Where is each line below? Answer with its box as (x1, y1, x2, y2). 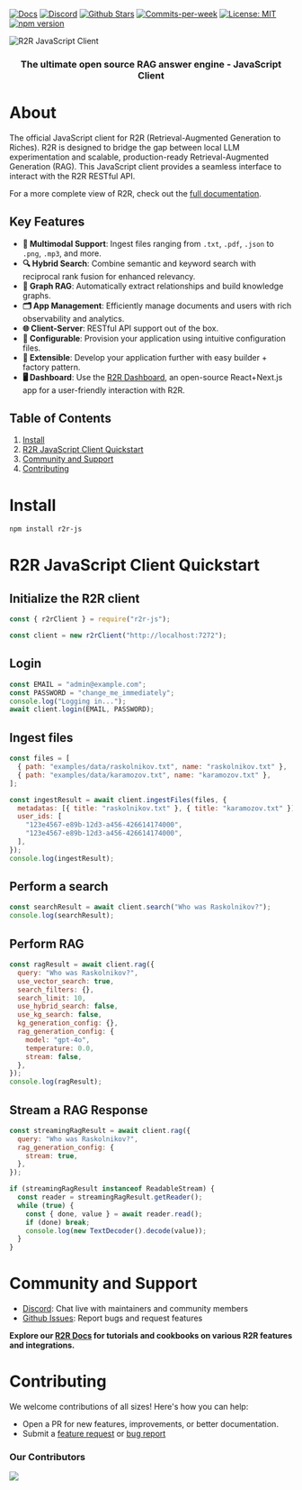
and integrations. (9, 1339, 75, 1351)
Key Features (9, 215, 85, 230)
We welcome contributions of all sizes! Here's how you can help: (9, 1402, 249, 1412)
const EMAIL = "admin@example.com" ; (9, 680, 147, 689)
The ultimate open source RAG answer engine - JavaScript (21, 58, 281, 70)
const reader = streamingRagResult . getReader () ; (17, 1193, 203, 1202)
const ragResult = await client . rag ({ (9, 960, 155, 969)
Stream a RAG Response (9, 1102, 148, 1118)
